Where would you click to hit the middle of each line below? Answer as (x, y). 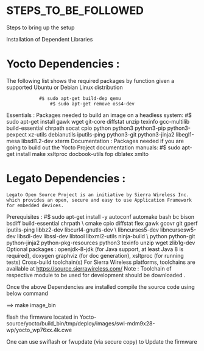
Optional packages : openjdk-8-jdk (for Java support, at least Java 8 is (95, 249)
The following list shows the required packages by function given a (90, 80)
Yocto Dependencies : (63, 64)
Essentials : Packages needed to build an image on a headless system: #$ (99, 115)
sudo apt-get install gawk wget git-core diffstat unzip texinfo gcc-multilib (98, 121)
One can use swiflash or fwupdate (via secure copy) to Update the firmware (102, 341)
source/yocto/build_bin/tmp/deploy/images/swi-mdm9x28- (81, 323)
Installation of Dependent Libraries (50, 39)
